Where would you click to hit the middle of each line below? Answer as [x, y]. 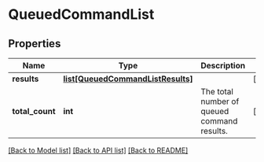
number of [220, 101]
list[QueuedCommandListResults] [128, 79]
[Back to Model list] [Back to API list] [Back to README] [98, 150]
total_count [34, 111]
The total [217, 92]
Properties [35, 44]
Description [223, 66]
